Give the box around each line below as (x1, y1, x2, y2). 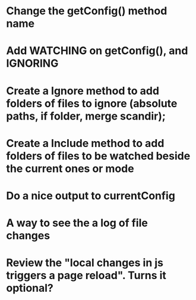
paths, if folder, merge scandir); (6, 109, 166, 123)
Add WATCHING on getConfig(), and (6, 44, 188, 58)
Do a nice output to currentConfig (6, 189, 175, 202)
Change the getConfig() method (6, 4, 167, 18)
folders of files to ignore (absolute (6, 96, 178, 110)
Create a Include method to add (6, 136, 165, 150)
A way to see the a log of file (6, 216, 148, 230)
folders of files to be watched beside (6, 149, 191, 162)
